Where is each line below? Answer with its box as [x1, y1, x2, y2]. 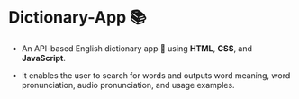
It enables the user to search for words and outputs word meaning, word [21, 69, 291, 81]
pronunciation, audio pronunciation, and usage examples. [21, 79, 235, 90]
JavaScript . [21, 52, 67, 63]
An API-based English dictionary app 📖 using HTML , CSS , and [21, 42, 253, 54]
